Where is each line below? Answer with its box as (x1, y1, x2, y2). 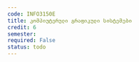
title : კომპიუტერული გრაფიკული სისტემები (7, 17, 133, 24)
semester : (7, 30, 37, 38)
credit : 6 (7, 24, 37, 31)
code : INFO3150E (7, 10, 56, 18)
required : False (7, 37, 56, 44)
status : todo (7, 43, 46, 51)
